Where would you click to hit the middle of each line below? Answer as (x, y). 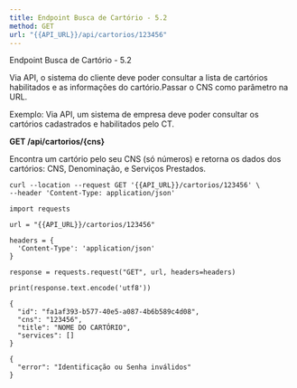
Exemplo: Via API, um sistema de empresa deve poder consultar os (134, 115)
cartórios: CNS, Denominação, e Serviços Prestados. (107, 169)
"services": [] (46, 336)
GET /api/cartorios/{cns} (57, 142)
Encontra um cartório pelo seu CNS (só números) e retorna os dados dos (145, 159)
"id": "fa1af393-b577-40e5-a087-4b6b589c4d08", (109, 312)
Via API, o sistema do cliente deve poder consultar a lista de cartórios (139, 78)
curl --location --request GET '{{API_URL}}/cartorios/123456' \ (135, 185)
